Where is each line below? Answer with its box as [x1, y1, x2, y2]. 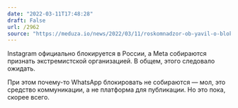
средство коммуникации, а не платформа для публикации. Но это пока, [7, 85, 226, 94]
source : [7, 30, 30, 37]
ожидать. [7, 64, 35, 73]
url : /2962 [7, 23, 40, 30]
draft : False [7, 17, 46, 24]
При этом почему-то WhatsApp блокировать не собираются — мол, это [7, 78, 226, 87]
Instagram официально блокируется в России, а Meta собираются [7, 49, 207, 58]
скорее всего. [7, 93, 50, 102]
